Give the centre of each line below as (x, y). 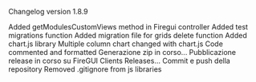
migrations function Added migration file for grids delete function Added (128, 35)
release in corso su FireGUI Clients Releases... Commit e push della (119, 61)
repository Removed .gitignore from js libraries (85, 69)
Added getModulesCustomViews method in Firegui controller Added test (128, 27)
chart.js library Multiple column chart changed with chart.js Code (116, 44)
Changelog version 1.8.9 (48, 12)
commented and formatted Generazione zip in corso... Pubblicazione (122, 52)
